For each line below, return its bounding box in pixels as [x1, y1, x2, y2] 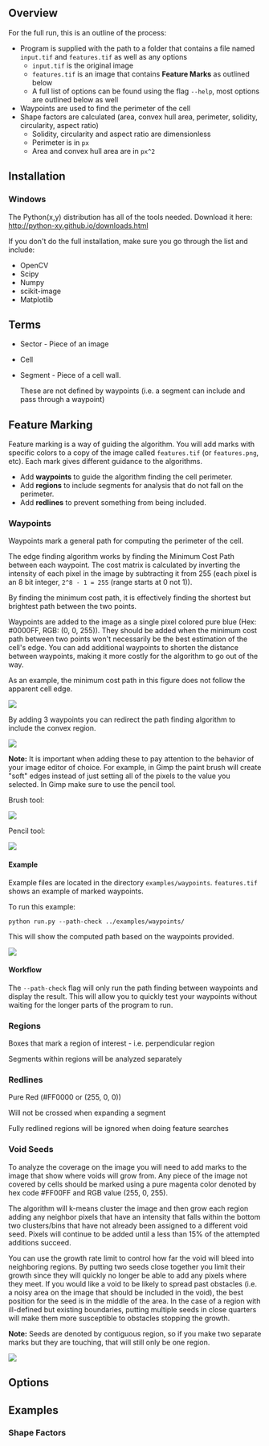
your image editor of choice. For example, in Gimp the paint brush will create [8, 763, 262, 773]
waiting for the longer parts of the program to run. [8, 1000, 173, 1009]
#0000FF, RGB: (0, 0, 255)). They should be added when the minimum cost [8, 626, 258, 636]
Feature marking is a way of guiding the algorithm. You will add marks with [8, 439, 255, 450]
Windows [8, 193, 47, 205]
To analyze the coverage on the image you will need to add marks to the [8, 1162, 247, 1171]
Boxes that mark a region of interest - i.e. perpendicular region [8, 1038, 215, 1048]
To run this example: [8, 901, 76, 911]
